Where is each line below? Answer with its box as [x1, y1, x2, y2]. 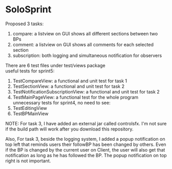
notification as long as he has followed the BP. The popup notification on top [5, 152, 167, 158]
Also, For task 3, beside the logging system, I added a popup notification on [5, 136, 165, 142]
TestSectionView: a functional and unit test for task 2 [12, 83, 125, 89]
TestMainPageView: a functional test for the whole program [12, 94, 139, 100]
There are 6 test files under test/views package [5, 62, 106, 68]
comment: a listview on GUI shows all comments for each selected [12, 41, 154, 47]
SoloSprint [5, 4, 52, 15]
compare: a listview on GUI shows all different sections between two [12, 30, 158, 36]
